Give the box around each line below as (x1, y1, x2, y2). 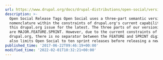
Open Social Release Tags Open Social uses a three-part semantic (9, 16, 147, 21)
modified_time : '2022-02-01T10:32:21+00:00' (5, 47, 97, 52)
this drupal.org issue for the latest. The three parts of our (9, 25, 140, 30)
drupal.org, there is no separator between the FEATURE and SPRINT (9, 34, 149, 39)
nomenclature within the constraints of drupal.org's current (9, 20, 138, 26)
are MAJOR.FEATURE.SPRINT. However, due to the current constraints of (9, 30, 158, 34)
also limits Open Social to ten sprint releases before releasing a (9, 39, 151, 44)
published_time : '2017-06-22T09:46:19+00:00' (5, 43, 98, 48)
